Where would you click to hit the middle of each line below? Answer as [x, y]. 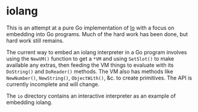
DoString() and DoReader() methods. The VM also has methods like [90, 71]
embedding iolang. [29, 102]
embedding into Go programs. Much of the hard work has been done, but [97, 34]
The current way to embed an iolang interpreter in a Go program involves [97, 52]
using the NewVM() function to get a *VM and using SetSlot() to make [90, 58]
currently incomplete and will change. [53, 84]
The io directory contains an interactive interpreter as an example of [91, 96]
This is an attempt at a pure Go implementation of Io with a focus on [90, 28]
